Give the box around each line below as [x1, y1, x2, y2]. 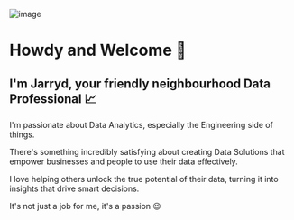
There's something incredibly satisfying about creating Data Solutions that [9, 147, 286, 157]
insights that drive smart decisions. [9, 183, 140, 194]
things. [9, 129, 35, 140]
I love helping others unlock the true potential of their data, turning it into [9, 174, 279, 184]
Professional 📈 [9, 91, 97, 106]
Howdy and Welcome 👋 [9, 41, 187, 60]
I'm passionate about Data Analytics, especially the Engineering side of [9, 120, 273, 130]
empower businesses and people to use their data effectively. [9, 156, 239, 167]
